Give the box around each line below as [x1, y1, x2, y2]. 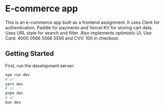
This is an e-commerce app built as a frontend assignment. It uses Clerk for [5, 19, 160, 25]
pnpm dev [5, 91, 23, 96]
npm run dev [5, 72, 30, 77]
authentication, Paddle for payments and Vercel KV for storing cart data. [5, 24, 153, 30]
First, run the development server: [5, 62, 75, 68]
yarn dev [5, 81, 23, 87]
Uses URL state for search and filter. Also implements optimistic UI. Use [5, 30, 152, 36]
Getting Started [5, 50, 54, 58]
